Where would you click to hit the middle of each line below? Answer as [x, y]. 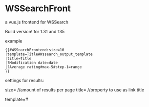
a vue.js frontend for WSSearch [37, 22]
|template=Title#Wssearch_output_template [49, 54]
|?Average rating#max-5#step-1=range [43, 67]
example [14, 41]
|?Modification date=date [31, 63]
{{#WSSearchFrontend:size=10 [35, 50]
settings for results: [24, 80]
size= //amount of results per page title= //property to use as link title [75, 90]
